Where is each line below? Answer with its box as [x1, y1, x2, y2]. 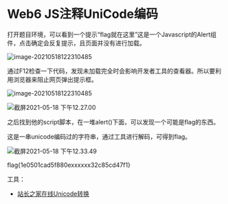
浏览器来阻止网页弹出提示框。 [12, 75, 98, 83]
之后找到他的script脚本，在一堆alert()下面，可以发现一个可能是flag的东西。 [7, 117, 220, 126]
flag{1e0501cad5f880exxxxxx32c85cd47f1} [7, 161, 130, 169]
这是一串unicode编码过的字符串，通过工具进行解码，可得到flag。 [7, 132, 192, 141]
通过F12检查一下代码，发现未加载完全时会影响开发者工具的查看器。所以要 [7, 67, 216, 75]
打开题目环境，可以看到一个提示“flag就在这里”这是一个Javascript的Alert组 [7, 30, 217, 38]
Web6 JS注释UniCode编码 [7, 6, 159, 22]
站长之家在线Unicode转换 [16, 190, 90, 198]
